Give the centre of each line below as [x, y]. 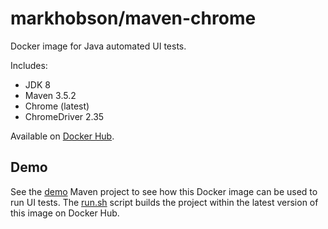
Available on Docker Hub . [62, 136]
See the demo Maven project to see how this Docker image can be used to [164, 191]
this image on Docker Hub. [65, 213]
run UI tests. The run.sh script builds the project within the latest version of [164, 202]
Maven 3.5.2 [50, 95]
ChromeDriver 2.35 [64, 116]
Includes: [29, 65]
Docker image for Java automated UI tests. [98, 46]
